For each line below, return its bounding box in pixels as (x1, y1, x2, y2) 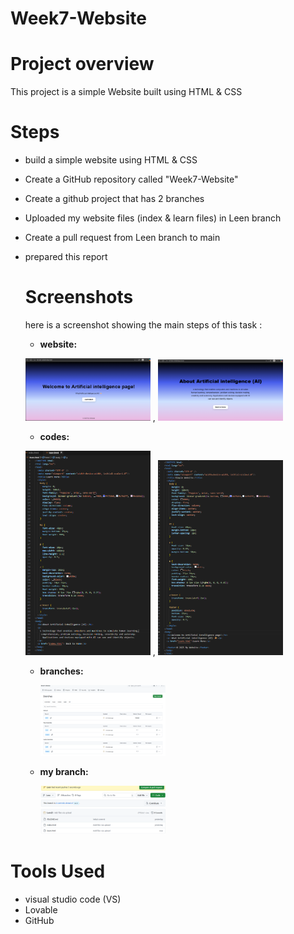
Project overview (10, 53, 155, 76)
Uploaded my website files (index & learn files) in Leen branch (24, 212, 282, 224)
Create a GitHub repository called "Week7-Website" (24, 173, 239, 186)
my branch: (39, 766, 89, 778)
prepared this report (24, 251, 108, 263)
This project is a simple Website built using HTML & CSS (10, 86, 243, 98)
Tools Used (10, 860, 106, 883)
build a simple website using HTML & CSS (24, 154, 198, 166)
